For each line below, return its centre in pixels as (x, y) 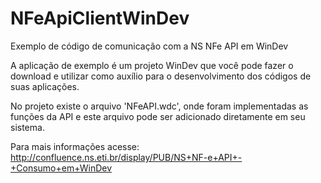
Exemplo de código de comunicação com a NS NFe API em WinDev (149, 46)
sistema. (27, 127)
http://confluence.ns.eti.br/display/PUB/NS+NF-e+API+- (126, 157)
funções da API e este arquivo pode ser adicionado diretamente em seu (158, 116)
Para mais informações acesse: (75, 146)
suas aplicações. (45, 86)
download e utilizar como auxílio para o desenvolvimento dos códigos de (161, 76)
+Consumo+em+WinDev (61, 168)
